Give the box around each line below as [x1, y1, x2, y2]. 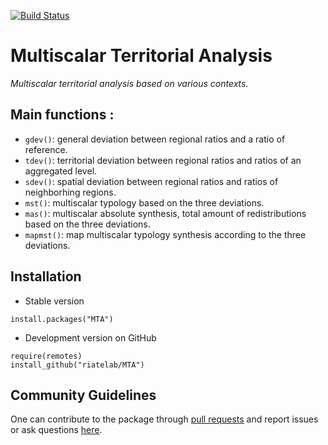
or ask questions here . [10, 424, 103, 436]
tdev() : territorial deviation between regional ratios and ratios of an [24, 154, 302, 166]
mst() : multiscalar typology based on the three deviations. [24, 196, 265, 209]
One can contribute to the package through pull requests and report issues [10, 413, 319, 425]
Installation [10, 268, 82, 285]
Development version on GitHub [24, 331, 157, 344]
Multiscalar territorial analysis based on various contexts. [10, 77, 249, 89]
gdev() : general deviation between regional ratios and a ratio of [24, 133, 286, 145]
